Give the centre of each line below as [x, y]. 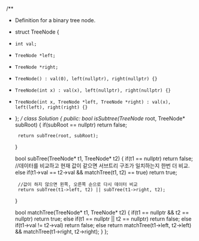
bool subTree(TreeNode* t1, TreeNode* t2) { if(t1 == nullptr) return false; [104, 159]
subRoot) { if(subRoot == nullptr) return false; [71, 125]
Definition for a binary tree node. [55, 20]
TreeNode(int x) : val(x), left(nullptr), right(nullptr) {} [93, 91]
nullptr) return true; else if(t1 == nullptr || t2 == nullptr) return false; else [103, 219]
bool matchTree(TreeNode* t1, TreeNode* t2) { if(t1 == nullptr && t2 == [102, 213]
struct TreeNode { [37, 32]
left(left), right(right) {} [51, 107]
